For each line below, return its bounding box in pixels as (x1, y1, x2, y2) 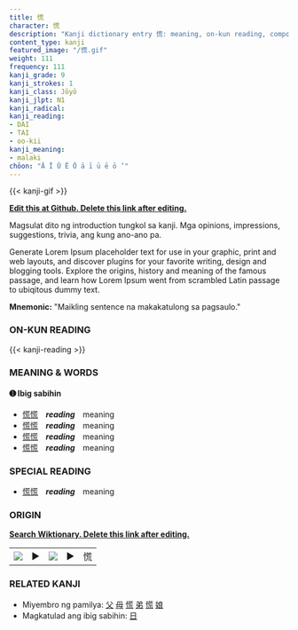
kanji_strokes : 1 (9, 79, 74, 88)
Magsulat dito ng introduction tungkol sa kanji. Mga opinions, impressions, (9, 220, 281, 231)
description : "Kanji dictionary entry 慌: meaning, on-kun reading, (9, 29, 266, 38)
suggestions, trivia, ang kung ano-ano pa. (9, 230, 162, 240)
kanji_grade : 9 (9, 71, 66, 80)
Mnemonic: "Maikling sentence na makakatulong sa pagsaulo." (9, 302, 241, 312)
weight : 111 (9, 54, 53, 63)
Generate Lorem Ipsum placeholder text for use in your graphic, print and (9, 247, 277, 257)
